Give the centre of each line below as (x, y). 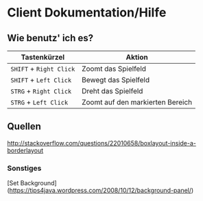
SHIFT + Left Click (41, 80)
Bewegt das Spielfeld (116, 80)
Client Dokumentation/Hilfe (87, 13)
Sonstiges (24, 168)
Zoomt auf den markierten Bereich (137, 102)
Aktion (137, 57)
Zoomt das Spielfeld (114, 69)
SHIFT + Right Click (43, 69)
